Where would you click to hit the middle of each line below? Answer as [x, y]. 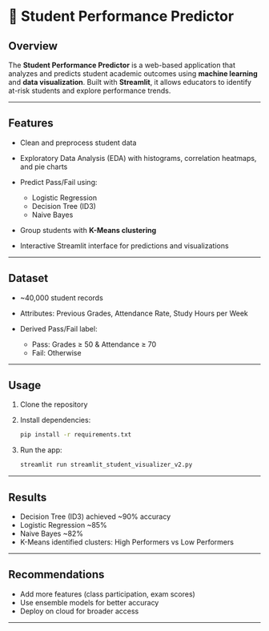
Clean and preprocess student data [78, 143]
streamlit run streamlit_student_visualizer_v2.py [106, 465]
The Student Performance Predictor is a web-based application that [122, 65]
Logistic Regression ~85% [63, 525]
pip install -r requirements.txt [76, 435]
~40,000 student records [62, 297]
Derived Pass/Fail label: [58, 328]
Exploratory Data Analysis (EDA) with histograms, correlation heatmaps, [138, 158]
